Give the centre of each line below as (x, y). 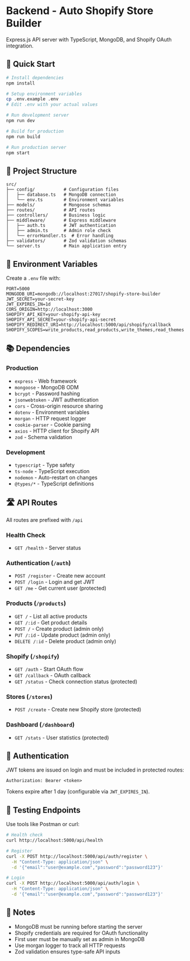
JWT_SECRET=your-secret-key (40, 299)
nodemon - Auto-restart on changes (56, 477)
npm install (20, 83)
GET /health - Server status (48, 548)
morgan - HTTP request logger (50, 418)
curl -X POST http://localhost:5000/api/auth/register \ (77, 856)
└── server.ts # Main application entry (66, 246)
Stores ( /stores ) (29, 697)
